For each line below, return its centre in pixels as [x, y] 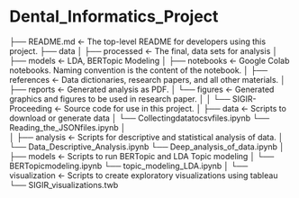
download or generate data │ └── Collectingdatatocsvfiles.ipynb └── [140, 118]
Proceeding [31, 108]
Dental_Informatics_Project [114, 17]
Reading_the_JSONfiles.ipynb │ [68, 127]
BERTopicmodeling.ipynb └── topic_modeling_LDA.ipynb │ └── [129, 166]
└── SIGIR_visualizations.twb [64, 184]
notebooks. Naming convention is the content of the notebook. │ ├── [139, 70]
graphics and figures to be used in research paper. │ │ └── [120, 99]
